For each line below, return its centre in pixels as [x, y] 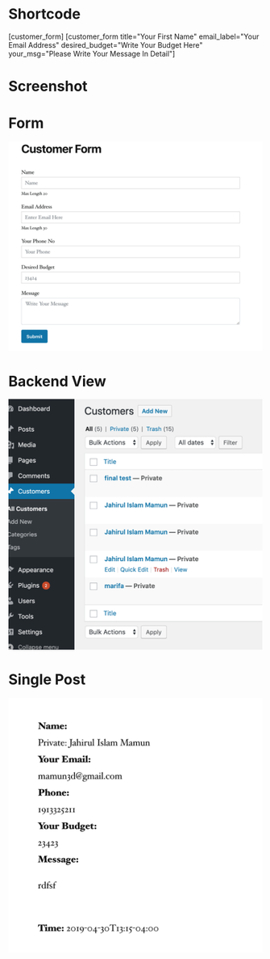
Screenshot [48, 87]
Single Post [47, 680]
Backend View [57, 381]
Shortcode [44, 14]
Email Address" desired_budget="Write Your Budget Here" [106, 44]
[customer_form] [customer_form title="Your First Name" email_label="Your [134, 36]
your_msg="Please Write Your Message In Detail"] [92, 53]
